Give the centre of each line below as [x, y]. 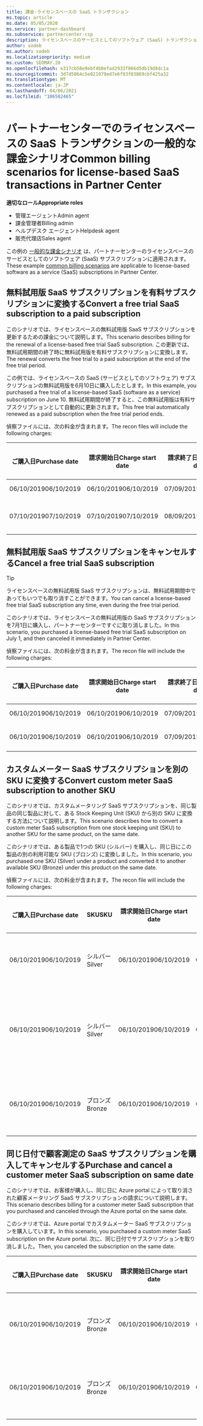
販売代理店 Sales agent [43, 238]
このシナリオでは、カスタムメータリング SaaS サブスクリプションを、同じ [99, 806]
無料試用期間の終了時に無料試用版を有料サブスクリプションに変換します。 [99, 352]
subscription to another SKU [61, 790]
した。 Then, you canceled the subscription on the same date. [99, 1246]
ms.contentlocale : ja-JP [37, 86]
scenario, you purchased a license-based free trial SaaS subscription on [96, 632]
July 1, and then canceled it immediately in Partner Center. [79, 638]
